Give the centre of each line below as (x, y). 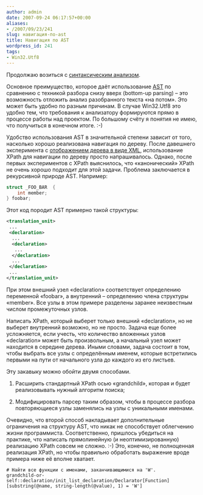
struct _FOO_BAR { (31, 187)
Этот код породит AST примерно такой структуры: (72, 210)
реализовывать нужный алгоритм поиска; (70, 390)
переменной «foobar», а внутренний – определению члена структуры (97, 296)
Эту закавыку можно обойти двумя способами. (68, 371)
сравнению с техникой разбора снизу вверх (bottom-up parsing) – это (97, 93)
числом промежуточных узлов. (47, 309)
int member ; (32, 193)
